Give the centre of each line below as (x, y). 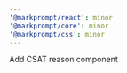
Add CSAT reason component (63, 60)
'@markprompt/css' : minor (57, 34)
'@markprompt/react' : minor (61, 17)
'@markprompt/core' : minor (59, 26)
